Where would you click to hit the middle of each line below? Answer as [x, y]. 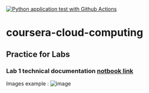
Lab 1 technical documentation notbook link [70, 71]
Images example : [27, 83]
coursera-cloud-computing [74, 33]
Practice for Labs [38, 54]
